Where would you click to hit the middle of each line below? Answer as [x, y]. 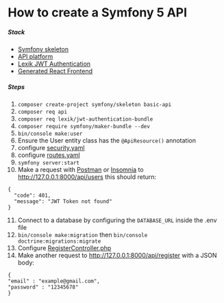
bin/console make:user [50, 134]
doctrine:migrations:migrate [59, 241]
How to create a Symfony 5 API [98, 13]
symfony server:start [48, 163]
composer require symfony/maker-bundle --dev [84, 127]
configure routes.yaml [49, 155]
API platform [35, 57]
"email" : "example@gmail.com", [54, 281]
